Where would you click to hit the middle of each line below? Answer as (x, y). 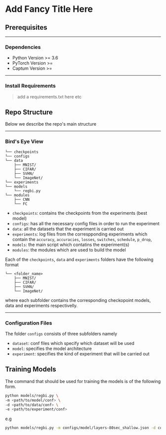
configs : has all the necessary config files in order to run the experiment (86, 223)
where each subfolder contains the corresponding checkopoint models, (78, 300)
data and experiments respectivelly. (41, 305)
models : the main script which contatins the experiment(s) (71, 244)
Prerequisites (26, 27)
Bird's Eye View (24, 142)
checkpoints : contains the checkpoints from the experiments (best (80, 213)
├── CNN (22, 199)
